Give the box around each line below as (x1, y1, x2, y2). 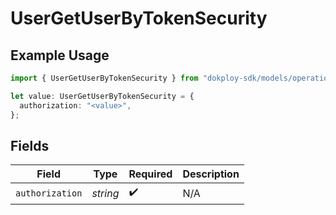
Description (182, 167, 240, 181)
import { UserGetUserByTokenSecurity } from (10, 73, 199, 83)
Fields (10, 137, 50, 154)
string (91, 186, 120, 200)
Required (128, 167, 173, 181)
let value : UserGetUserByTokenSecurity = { (10, 91, 195, 101)
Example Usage (10, 47, 110, 64)
